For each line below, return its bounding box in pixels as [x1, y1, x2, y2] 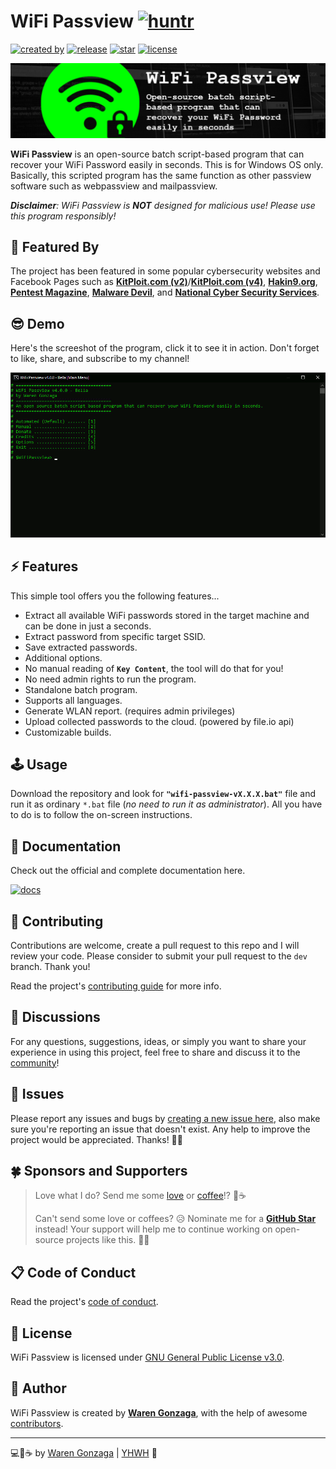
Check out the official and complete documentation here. [10, 865, 246, 877]
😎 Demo [10, 315, 65, 332]
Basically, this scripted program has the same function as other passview [10, 169, 312, 181]
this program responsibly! [10, 210, 117, 222]
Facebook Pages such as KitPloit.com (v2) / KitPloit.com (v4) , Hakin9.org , [10, 276, 318, 288]
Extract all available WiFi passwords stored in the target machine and [24, 609, 310, 621]
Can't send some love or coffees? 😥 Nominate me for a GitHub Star [34, 1213, 317, 1225]
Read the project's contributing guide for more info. [10, 980, 222, 992]
